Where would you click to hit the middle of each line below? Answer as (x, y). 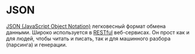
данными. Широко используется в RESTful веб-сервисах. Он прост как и (98, 32)
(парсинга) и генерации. (37, 45)
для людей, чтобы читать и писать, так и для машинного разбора (88, 38)
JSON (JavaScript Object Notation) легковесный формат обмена (86, 26)
